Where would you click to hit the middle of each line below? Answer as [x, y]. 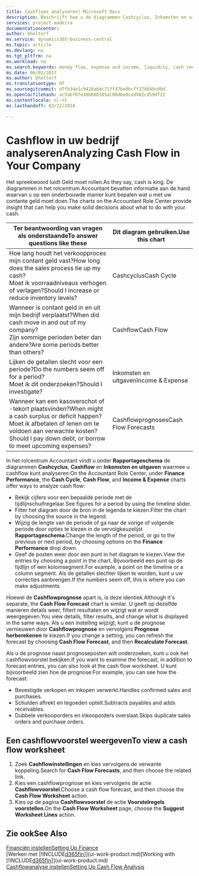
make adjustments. [38, 586]
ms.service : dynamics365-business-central [59, 39]
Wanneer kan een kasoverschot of [57, 401]
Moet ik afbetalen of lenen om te [54, 424]
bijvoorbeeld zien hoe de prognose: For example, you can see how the [91, 672]
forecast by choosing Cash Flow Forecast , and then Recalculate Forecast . [98, 642]
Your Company [44, 166]
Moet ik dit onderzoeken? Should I [56, 384]
